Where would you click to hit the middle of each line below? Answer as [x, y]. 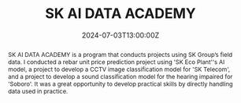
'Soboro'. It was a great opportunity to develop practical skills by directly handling [120, 84]
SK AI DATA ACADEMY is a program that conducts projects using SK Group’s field [120, 54]
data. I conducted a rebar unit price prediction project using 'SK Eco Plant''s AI [116, 62]
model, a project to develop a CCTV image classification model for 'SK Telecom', [119, 69]
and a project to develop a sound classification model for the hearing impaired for [120, 76]
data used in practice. [38, 91]
